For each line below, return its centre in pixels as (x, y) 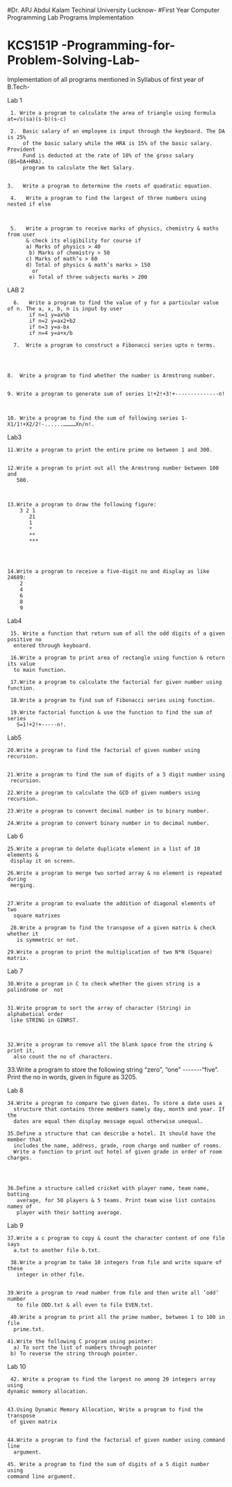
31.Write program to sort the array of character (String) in (99, 1008)
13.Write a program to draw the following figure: (82, 504)
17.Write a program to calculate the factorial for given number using (116, 682)
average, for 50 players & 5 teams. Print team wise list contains (116, 1200)
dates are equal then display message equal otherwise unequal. (108, 1121)
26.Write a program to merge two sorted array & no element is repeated (115, 873)
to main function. (40, 670)
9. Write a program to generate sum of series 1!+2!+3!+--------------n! (116, 394)
